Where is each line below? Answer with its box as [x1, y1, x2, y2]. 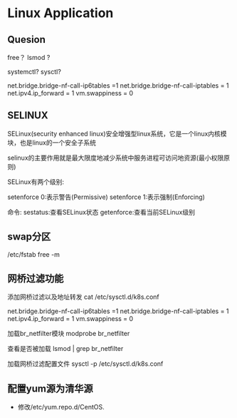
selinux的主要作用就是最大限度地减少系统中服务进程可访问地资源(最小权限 [7, 153, 224, 162]
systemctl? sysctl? [7, 68, 62, 76]
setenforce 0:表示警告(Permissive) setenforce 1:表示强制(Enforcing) [7, 193, 205, 201]
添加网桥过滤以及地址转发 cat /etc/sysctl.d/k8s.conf [7, 292, 160, 301]
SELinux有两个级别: [7, 177, 64, 186]
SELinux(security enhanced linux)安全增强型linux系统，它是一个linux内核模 [7, 129, 227, 138]
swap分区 [7, 230, 51, 243]
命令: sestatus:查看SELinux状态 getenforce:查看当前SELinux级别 [7, 208, 196, 216]
